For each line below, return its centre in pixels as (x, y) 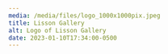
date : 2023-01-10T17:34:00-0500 (63, 38)
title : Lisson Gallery (46, 23)
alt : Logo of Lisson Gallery (57, 30)
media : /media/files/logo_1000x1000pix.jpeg (84, 15)
